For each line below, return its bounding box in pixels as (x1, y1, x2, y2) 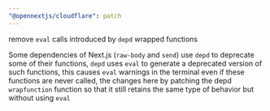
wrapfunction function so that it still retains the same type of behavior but (8, 84, 255, 94)
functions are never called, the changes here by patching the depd (8, 75, 232, 85)
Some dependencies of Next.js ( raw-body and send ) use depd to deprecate (8, 49, 255, 59)
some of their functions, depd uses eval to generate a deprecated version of (8, 58, 263, 68)
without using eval (8, 92, 71, 102)
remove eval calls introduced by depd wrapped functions (8, 34, 198, 44)
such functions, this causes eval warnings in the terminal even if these (8, 66, 246, 77)
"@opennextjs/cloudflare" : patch (8, 11, 122, 20)
